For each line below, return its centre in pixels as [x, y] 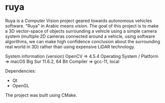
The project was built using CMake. [41, 95]
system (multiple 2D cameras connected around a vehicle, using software [80, 36]
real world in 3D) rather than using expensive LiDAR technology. [70, 47]
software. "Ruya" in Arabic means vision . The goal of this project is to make [82, 26]
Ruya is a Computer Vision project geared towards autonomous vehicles [79, 21]
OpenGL [21, 85]
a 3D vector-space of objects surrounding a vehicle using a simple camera [81, 31]
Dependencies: [21, 71]
